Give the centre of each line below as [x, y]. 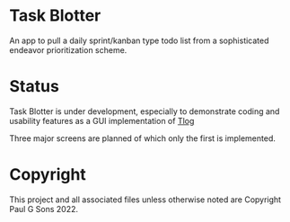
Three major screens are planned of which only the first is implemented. [143, 138]
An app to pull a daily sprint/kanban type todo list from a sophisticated [139, 40]
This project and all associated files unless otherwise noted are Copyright [145, 200]
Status [35, 87]
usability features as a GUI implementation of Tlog [102, 120]
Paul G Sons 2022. [44, 209]
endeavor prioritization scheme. [68, 49]
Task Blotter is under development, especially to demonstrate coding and [145, 111]
